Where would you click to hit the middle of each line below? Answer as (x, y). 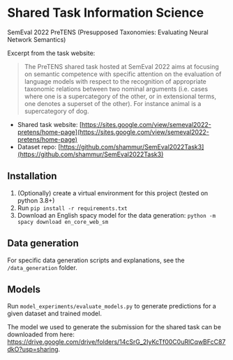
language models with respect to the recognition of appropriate (115, 81)
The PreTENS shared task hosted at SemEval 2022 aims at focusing (121, 66)
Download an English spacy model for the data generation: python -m (116, 215)
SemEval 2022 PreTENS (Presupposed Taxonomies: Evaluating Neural (108, 32)
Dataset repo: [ (39, 147)
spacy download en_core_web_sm (63, 222)
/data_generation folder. (43, 267)
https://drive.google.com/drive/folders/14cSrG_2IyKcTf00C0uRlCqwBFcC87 (116, 342)
